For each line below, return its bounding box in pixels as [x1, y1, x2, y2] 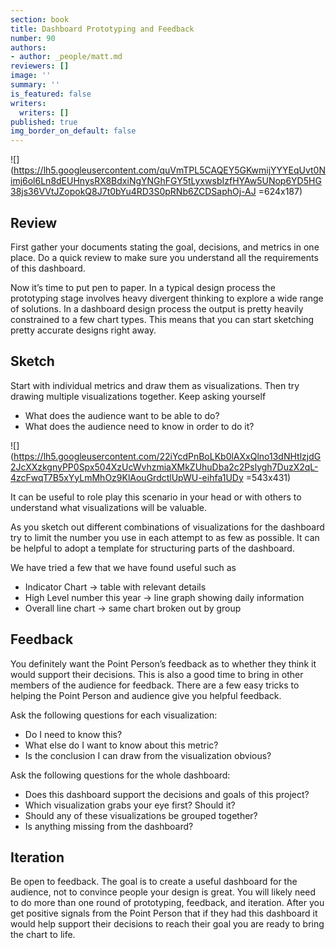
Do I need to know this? [24, 728, 123, 740]
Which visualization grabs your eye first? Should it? [24, 799, 236, 811]
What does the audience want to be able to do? [24, 409, 220, 421]
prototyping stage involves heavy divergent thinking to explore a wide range [10, 292, 324, 304]
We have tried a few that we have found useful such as [10, 561, 237, 573]
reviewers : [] [10, 61, 70, 71]
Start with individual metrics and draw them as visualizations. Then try [10, 379, 300, 391]
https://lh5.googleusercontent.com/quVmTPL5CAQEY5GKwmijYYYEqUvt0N [13, 164, 327, 176]
